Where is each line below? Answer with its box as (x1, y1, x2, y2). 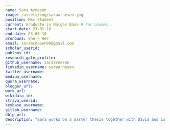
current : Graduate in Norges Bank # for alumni (5, 21, 109, 27)
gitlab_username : (5, 107, 42, 113)
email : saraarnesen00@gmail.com (5, 41, 74, 46)
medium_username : (5, 74, 42, 79)
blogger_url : (5, 83, 33, 89)
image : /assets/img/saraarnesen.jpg (5, 12, 83, 17)
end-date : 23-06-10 (5, 31, 47, 36)
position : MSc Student (5, 17, 54, 22)
